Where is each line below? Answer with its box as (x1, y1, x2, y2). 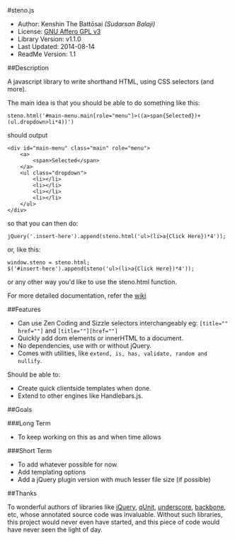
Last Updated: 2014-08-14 (17, 43, 96, 50)
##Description (7, 64, 50, 72)
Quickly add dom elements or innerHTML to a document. (17, 334, 184, 342)
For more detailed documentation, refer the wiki (7, 291, 147, 300)
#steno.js (7, 6, 35, 14)
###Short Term (7, 447, 52, 454)
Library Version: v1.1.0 (17, 35, 81, 43)
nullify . (17, 357, 42, 364)
